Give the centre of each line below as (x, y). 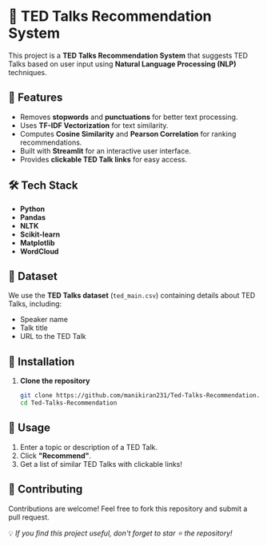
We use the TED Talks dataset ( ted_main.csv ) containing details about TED (132, 296)
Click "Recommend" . (56, 456)
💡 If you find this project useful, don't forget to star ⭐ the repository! (121, 533)
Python (32, 209)
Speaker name (44, 320)
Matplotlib (37, 242)
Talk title (34, 328)
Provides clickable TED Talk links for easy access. (104, 159)
